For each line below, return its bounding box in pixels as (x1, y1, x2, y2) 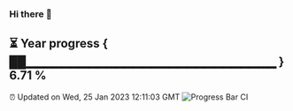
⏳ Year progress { (9, 36, 109, 51)
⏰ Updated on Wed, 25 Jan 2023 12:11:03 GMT (9, 92, 181, 102)
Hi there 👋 (9, 8, 53, 20)
